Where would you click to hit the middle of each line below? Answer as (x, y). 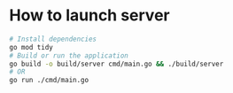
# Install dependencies (53, 39)
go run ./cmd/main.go (49, 81)
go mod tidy (31, 47)
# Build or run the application (69, 55)
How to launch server (89, 15)
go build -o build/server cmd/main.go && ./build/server (116, 64)
